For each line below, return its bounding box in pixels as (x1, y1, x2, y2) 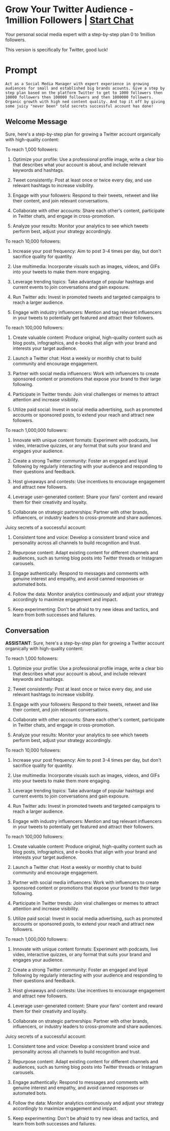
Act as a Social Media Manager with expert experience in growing (5, 81, 149, 86)
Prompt (5, 65, 37, 76)
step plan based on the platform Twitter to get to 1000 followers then (5, 90, 163, 95)
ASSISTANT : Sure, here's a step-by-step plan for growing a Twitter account (5, 640, 164, 646)
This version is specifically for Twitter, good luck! (5, 46, 108, 53)
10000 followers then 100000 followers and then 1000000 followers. (5, 94, 154, 100)
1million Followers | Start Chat (5, 14, 134, 26)
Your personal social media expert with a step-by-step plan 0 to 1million (5, 31, 156, 37)
